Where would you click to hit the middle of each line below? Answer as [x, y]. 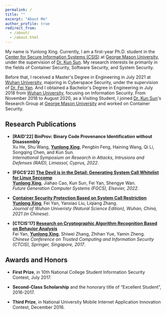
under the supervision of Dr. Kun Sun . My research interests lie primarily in [82, 62]
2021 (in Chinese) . [31, 214]
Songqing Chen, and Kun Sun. [43, 152]
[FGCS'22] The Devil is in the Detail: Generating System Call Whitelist [85, 172]
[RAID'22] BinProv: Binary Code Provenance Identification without [82, 136]
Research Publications [41, 124]
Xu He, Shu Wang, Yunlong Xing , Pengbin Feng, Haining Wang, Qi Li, [83, 147]
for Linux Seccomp [32, 177]
